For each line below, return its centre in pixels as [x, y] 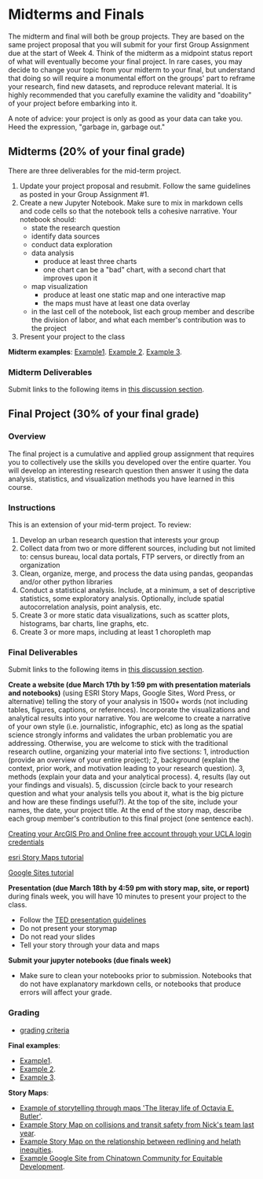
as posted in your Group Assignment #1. [84, 194]
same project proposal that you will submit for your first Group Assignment [129, 44]
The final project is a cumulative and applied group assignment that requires [131, 454]
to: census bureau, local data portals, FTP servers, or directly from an [132, 557]
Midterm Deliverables [50, 372]
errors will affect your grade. [66, 992]
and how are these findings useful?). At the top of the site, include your [123, 802]
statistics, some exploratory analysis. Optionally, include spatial [122, 599]
